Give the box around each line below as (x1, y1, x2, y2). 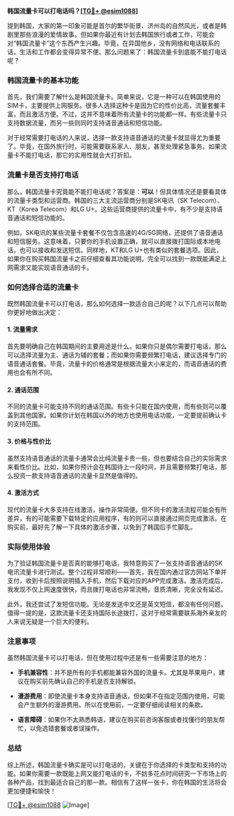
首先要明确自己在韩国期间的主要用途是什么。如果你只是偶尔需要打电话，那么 (7, 342, 227, 351)
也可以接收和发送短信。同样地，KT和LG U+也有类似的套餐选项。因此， (19, 245, 223, 254)
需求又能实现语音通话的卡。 (13, 263, 93, 271)
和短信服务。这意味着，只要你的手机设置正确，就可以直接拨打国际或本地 (7, 237, 214, 245)
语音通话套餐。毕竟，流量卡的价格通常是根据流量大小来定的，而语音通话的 (7, 360, 221, 368)
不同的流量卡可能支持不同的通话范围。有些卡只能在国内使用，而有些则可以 (7, 402, 221, 410)
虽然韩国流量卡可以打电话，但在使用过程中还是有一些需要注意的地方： (7, 654, 209, 662)
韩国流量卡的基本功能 (7, 75, 79, 85)
